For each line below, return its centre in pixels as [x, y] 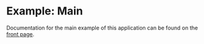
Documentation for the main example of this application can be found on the [102, 28]
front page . [20, 34]
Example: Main [45, 11]
